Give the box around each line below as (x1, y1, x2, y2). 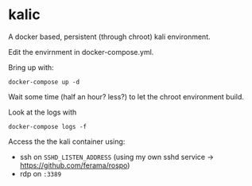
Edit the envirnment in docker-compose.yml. (8, 47, 154, 56)
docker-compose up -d (8, 78, 80, 86)
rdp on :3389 (19, 169, 62, 178)
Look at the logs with (8, 107, 77, 117)
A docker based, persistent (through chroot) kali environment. (8, 32, 211, 41)
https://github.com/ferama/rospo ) (19, 161, 130, 170)
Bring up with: (8, 62, 54, 72)
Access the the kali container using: (8, 137, 126, 146)
